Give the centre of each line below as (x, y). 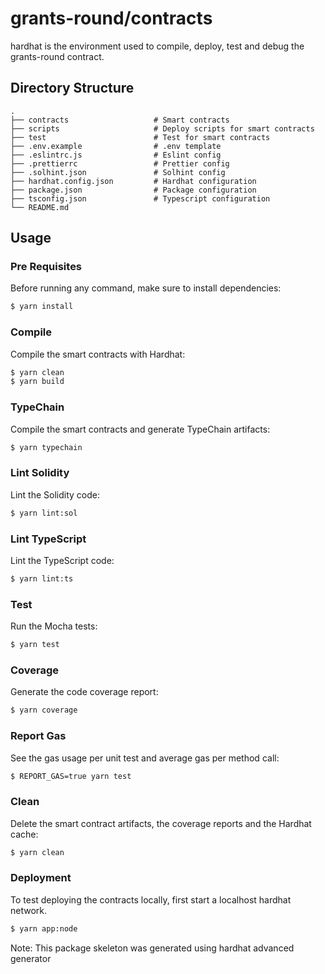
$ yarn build (37, 382)
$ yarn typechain (46, 447)
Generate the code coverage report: (84, 692)
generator (31, 958)
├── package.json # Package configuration (133, 190)
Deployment (41, 878)
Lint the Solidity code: (55, 494)
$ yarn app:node (44, 928)
